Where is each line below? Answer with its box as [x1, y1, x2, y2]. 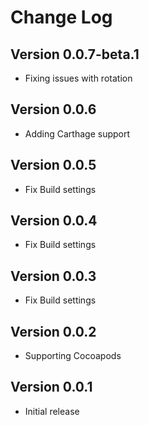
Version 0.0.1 [10, 379, 93, 396]
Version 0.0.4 [10, 212, 98, 230]
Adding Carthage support [24, 127, 131, 140]
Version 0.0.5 [10, 157, 97, 174]
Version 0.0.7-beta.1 [10, 46, 140, 63]
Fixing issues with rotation [24, 72, 133, 84]
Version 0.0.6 [10, 101, 97, 118]
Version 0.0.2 [10, 323, 97, 340]
